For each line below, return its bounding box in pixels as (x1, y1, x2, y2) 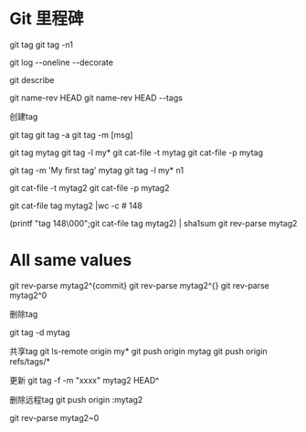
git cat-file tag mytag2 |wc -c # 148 (9, 200, 143, 211)
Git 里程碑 (9, 8, 84, 29)
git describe (9, 74, 55, 85)
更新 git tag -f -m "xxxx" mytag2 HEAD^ (9, 374, 160, 385)
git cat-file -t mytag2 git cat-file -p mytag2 (9, 182, 170, 193)
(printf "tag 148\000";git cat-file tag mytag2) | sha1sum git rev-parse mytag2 (9, 217, 298, 228)
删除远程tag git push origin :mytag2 (9, 394, 143, 405)
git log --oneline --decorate (9, 57, 114, 68)
